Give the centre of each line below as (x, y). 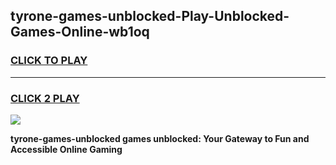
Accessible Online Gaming (66, 149)
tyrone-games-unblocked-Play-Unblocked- (150, 16)
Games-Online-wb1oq (80, 32)
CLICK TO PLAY (49, 61)
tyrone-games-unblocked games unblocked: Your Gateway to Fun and (160, 138)
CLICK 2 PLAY (45, 98)
